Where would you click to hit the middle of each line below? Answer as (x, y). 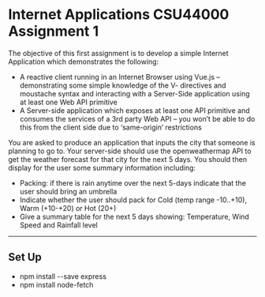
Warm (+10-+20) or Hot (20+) (68, 208)
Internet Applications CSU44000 (119, 15)
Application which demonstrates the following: (84, 62)
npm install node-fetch (56, 284)
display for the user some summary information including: (102, 167)
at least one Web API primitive (69, 102)
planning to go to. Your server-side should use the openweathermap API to (130, 151)
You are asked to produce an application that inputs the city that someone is (132, 142)
